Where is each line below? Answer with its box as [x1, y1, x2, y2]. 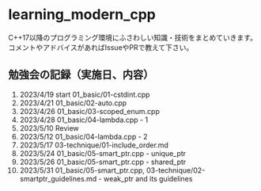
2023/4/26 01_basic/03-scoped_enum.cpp [19, 106, 160, 116]
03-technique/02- [146, 165, 206, 175]
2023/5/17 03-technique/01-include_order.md [19, 140, 168, 150]
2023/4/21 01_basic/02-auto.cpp [19, 97, 127, 108]
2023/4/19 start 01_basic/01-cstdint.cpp [19, 90, 150, 99]
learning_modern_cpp [8, 6, 157, 24]
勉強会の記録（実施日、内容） [8, 68, 154, 82]
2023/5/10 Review [19, 123, 79, 132]
